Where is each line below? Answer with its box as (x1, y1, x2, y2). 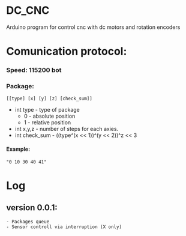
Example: (6, 145, 31, 153)
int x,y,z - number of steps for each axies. (14, 126, 119, 133)
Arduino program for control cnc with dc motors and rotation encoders (6, 23, 181, 31)
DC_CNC (6, 4, 50, 17)
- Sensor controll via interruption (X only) (6, 223, 122, 230)
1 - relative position (23, 119, 71, 126)
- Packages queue (6, 219, 50, 225)
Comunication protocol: (6, 44, 127, 58)
